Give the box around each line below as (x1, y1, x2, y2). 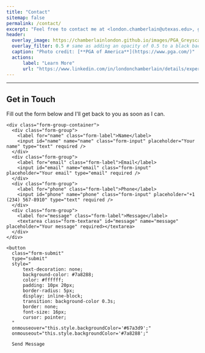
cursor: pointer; (22, 315, 67, 321)
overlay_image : (12, 37, 51, 43)
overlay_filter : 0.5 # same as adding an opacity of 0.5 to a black (12, 43, 190, 49)
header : (6, 32, 26, 38)
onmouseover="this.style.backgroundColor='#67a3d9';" (12, 325, 151, 332)
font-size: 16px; (22, 309, 67, 315)
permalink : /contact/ (6, 20, 62, 26)
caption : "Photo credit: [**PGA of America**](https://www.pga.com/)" (12, 49, 195, 55)
